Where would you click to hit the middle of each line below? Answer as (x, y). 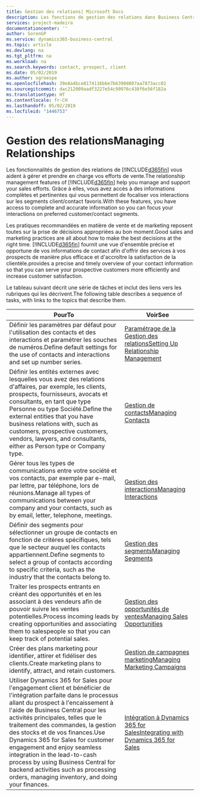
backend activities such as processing (62, 770)
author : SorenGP (26, 34)
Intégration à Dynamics (157, 717)
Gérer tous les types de (42, 463)
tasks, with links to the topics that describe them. (66, 300)
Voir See (158, 315)
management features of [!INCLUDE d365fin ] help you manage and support (98, 183)
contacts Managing (150, 413)
